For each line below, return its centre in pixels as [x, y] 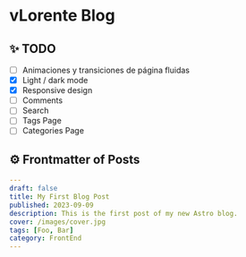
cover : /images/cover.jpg [57, 222]
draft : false [34, 189]
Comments [42, 100]
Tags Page [42, 121]
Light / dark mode [55, 81]
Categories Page [53, 131]
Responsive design [57, 90]
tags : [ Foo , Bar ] [42, 230]
